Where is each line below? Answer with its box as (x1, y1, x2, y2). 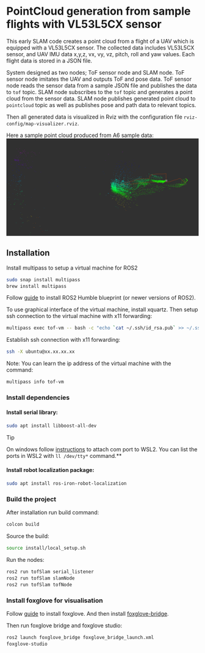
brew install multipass (6, 283, 67, 289)
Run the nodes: (6, 556, 45, 564)
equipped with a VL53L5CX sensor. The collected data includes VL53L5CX (6, 44, 195, 51)
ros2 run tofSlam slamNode (6, 575, 75, 581)
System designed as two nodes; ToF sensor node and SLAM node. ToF (6, 68, 185, 76)
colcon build (6, 522, 40, 528)
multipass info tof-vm (6, 379, 64, 385)
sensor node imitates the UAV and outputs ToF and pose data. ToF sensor (6, 75, 192, 83)
